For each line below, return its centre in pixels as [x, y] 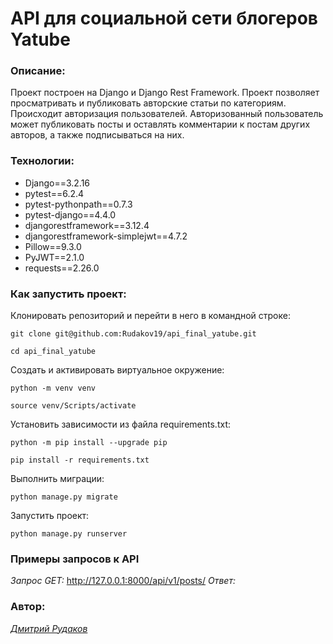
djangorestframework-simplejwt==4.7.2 [106, 236]
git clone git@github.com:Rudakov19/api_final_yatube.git [133, 334]
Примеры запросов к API [75, 559]
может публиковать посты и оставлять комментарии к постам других [160, 124]
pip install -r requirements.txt [80, 460]
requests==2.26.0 [62, 268]
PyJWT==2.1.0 [54, 257]
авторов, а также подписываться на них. [97, 135]
